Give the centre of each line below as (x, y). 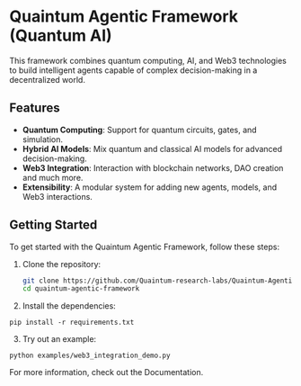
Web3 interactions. (57, 196)
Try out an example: (59, 339)
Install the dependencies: (69, 306)
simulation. (43, 139)
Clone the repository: (62, 264)
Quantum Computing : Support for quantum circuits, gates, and (140, 130)
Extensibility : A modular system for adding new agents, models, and (150, 187)
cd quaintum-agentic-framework (81, 289)
